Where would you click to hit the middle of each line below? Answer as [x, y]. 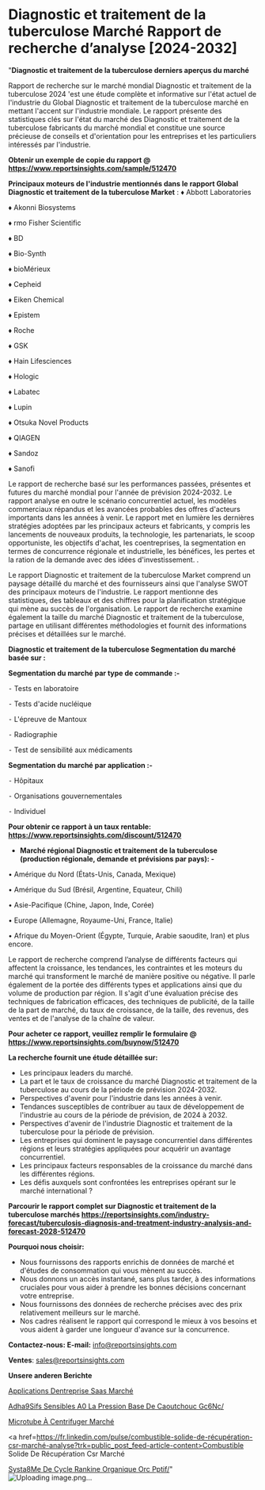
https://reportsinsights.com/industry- [145, 1214]
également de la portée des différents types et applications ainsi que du [125, 984]
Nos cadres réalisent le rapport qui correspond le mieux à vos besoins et [138, 1320]
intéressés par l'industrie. [49, 144]
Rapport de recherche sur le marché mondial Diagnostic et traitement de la [130, 86]
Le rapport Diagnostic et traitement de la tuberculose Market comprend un [130, 575]
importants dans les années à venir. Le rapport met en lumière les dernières [131, 518]
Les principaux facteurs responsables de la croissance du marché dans [136, 1165]
